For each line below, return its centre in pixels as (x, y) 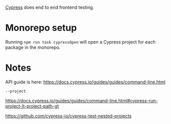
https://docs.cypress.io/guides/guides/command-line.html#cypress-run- (82, 101)
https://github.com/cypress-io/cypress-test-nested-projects (68, 116)
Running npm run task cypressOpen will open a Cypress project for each (80, 42)
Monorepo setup (41, 28)
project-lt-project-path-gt (32, 106)
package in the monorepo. (33, 47)
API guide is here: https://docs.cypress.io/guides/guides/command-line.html (85, 82)
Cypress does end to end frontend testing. (50, 7)
